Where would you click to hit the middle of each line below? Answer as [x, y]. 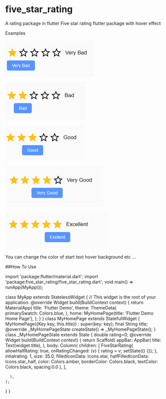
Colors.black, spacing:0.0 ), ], [36, 367]
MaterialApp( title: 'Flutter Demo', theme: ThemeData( [61, 307]
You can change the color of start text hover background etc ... [71, 257]
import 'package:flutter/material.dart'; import [52, 276]
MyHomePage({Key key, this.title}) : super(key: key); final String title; [76, 324]
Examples [15, 33]
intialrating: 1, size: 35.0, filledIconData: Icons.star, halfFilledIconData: [77, 356]
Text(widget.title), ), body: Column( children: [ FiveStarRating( [69, 345]
